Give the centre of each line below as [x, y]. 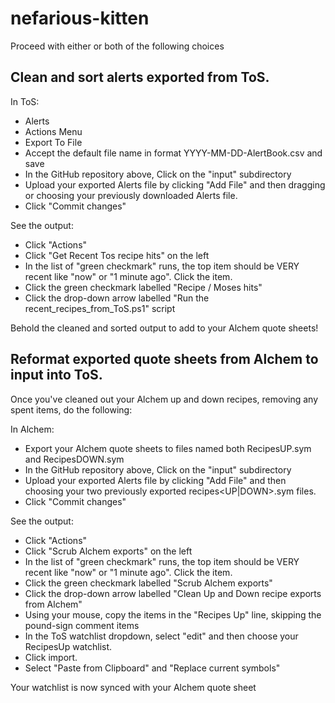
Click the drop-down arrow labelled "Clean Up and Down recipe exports [173, 593]
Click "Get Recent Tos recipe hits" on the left [117, 255]
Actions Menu [53, 131]
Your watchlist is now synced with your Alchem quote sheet [133, 687]
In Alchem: [32, 429]
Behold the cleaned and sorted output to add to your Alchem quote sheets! [164, 328]
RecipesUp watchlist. [68, 646]
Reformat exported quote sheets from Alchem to [164, 359]
